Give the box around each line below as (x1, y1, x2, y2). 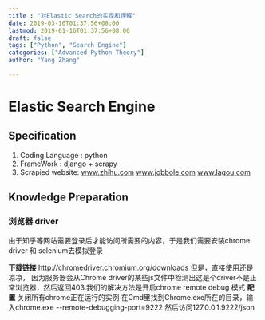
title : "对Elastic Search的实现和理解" (8, 11, 136, 20)
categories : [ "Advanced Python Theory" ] (8, 49, 145, 57)
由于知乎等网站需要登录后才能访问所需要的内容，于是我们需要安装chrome (8, 235, 251, 245)
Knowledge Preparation (8, 191, 129, 204)
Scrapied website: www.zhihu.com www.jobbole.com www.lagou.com (19, 167, 251, 176)
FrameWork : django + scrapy (19, 159, 117, 168)
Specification (8, 129, 77, 143)
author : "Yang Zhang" (8, 57, 81, 65)
